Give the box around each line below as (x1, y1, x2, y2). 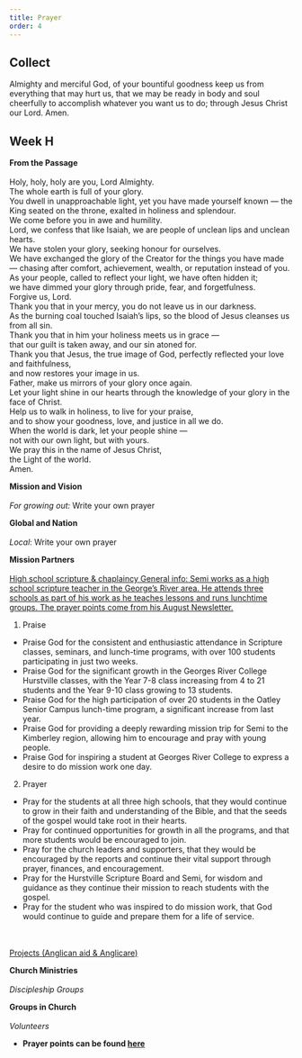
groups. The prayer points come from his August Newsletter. (9, 602, 234, 613)
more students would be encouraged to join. (22, 835, 187, 845)
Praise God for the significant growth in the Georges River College (22, 665, 268, 676)
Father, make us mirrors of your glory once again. (9, 377, 192, 388)
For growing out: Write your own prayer (9, 501, 155, 511)
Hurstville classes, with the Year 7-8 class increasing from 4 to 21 (22, 675, 265, 686)
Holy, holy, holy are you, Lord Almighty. (9, 176, 155, 187)
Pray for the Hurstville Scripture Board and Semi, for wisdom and (22, 873, 263, 883)
